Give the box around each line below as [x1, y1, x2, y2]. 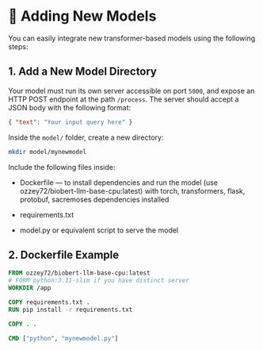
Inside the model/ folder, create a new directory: [8, 133, 164, 142]
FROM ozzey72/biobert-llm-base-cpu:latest [8, 269, 151, 277]
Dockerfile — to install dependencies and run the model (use [19, 178, 219, 187]
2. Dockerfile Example [8, 248, 120, 261]
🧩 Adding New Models [8, 7, 157, 25]
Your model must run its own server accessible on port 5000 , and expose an [8, 86, 255, 95]
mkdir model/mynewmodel [8, 148, 87, 156]
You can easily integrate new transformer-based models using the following [8, 33, 256, 43]
